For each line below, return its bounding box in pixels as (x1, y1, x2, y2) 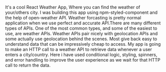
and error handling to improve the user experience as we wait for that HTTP (5, 57, 161, 63)
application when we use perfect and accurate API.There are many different (5, 20, 161, 26)
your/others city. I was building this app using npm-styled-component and (5, 9, 158, 15)
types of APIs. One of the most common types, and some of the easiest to (5, 25, 158, 31)
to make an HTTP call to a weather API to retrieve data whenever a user (5, 47, 152, 52)
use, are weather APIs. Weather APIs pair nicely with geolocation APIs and (5, 31, 158, 36)
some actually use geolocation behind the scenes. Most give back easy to (5, 36, 158, 42)
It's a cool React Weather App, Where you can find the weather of (5, 4, 141, 10)
